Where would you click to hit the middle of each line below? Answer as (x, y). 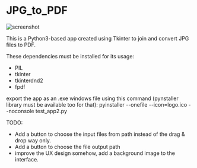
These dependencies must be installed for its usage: (70, 56)
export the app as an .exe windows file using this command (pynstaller (93, 98)
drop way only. (33, 140)
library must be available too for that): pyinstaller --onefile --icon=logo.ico (97, 104)
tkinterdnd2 (29, 80)
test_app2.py (51, 111)
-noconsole (20, 111)
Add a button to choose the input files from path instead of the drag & (100, 134)
